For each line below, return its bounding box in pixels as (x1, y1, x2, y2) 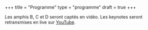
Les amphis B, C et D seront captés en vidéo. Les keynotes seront (5, 14, 143, 19)
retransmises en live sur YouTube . (5, 19, 76, 25)
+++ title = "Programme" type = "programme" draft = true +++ (5, 4, 136, 10)
